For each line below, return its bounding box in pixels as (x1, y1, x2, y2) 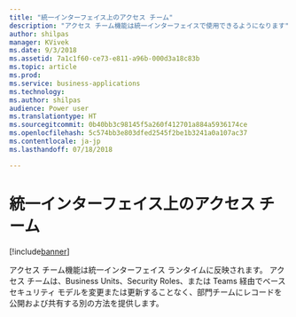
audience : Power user (9, 104, 90, 113)
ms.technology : (9, 87, 66, 96)
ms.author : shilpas (9, 95, 82, 105)
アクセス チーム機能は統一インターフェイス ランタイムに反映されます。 (9, 264, 268, 275)
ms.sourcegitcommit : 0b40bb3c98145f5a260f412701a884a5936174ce (9, 121, 248, 130)
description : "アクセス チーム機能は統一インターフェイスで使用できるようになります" (9, 21, 290, 30)
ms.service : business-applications (9, 79, 141, 88)
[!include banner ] (9, 246, 70, 257)
